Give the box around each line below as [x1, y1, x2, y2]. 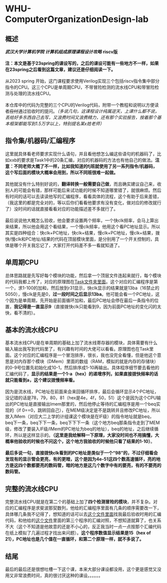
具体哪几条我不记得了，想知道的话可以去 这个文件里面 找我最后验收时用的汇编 [5, 511, 162, 517]
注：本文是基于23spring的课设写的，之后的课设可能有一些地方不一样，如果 [5, 60, 159, 66]
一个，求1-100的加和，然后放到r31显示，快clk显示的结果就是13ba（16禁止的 [5, 285, 160, 291]
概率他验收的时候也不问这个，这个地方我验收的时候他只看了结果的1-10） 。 [5, 439, 155, 445]
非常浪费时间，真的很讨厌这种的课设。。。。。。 [13, 573, 103, 579]
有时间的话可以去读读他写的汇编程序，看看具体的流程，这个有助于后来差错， [5, 193, 162, 199]
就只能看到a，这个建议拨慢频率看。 [5, 377, 78, 383]
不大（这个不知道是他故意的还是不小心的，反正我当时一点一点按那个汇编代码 [5, 524, 162, 530]
